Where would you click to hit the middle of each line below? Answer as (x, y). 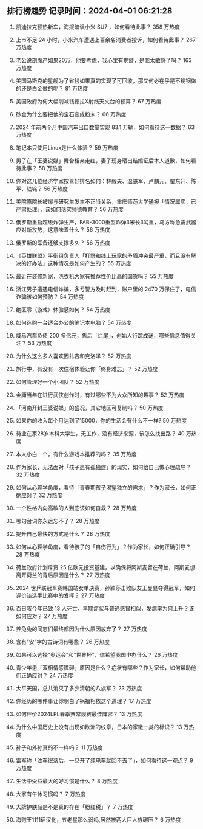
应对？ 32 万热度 (42, 495)
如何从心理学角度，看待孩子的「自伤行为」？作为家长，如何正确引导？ (103, 547)
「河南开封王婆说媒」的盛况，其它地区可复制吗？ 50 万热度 (89, 408)
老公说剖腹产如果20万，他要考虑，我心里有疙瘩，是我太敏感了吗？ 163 (104, 60)
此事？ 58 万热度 (42, 168)
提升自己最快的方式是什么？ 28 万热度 (63, 533)
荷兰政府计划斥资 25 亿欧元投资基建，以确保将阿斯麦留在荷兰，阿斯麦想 (105, 567)
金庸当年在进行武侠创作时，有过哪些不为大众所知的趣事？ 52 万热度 (100, 395)
